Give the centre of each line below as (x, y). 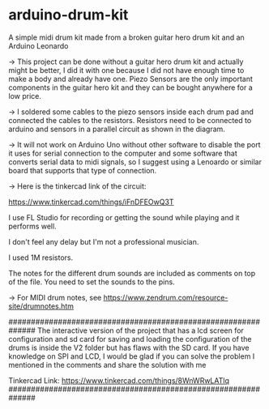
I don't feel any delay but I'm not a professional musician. (104, 241)
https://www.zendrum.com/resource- (166, 297)
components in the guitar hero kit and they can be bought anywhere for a (130, 87)
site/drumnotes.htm (41, 306)
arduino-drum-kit (68, 15)
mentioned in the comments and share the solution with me (107, 364)
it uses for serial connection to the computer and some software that (123, 153)
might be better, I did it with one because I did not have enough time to (126, 70)
